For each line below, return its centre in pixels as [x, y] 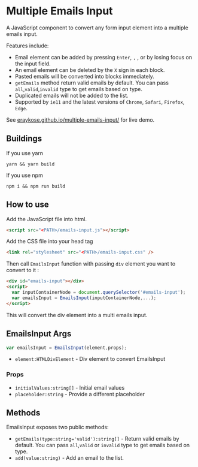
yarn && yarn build [31, 164]
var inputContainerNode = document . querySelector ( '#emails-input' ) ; [99, 293]
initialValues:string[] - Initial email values [70, 387]
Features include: [28, 46]
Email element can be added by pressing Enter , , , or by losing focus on [103, 57]
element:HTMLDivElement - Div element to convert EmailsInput [90, 359]
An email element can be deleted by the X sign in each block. [90, 70]
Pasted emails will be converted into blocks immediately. [84, 76]
